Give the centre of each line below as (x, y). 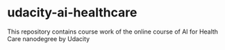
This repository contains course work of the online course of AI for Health (113, 32)
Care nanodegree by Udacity (49, 38)
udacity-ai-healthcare (72, 13)
